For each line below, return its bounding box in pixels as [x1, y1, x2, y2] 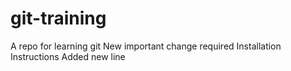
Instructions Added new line [10, 50, 126, 62]
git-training [10, 7, 107, 30]
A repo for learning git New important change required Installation [10, 40, 282, 52]
